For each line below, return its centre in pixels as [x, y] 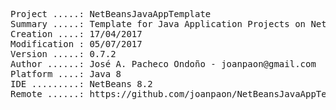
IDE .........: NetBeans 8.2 [81, 84]
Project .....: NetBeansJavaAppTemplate [111, 14]
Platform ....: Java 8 [66, 74]
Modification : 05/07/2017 [76, 44]
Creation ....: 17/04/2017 [76, 34]
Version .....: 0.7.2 [63, 54]
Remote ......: [47, 94]
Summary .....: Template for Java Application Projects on [158, 24]
